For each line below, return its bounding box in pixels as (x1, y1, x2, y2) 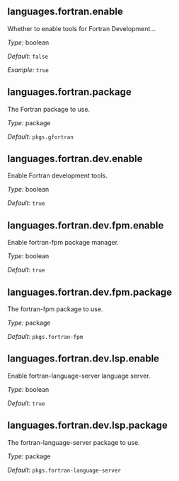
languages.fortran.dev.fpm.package (7, 286, 173, 298)
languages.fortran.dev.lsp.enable (7, 353, 160, 365)
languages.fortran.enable (7, 6, 124, 18)
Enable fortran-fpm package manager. (7, 238, 119, 247)
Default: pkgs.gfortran (7, 132, 74, 141)
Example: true (7, 65, 50, 74)
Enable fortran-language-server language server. (7, 371, 151, 380)
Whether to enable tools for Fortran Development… (7, 24, 156, 33)
